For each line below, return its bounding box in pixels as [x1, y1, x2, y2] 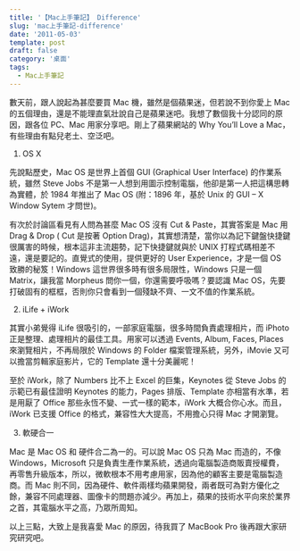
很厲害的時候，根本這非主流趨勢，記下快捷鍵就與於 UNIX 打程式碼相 [9, 241, 261, 252]
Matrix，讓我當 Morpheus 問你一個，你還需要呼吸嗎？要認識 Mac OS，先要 [9, 274, 286, 286]
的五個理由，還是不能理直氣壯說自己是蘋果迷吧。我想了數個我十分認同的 [9, 108, 275, 119]
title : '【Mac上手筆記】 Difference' [9, 13, 142, 22]
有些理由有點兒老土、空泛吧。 [9, 130, 119, 141]
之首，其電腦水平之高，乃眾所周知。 [9, 502, 143, 513]
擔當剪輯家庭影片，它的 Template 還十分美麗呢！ [16, 355, 196, 366]
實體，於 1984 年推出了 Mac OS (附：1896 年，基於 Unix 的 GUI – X [16, 188, 264, 199]
